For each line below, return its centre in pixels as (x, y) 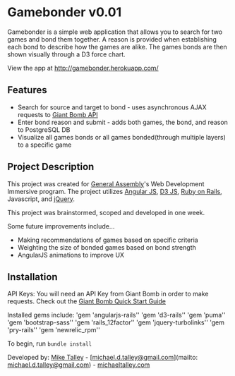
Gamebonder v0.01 (65, 12)
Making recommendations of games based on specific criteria (108, 240)
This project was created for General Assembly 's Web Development (106, 183)
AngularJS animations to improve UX (71, 255)
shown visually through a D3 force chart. (66, 54)
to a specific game (44, 145)
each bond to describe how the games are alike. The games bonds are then (117, 47)
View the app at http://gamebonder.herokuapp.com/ (83, 68)
